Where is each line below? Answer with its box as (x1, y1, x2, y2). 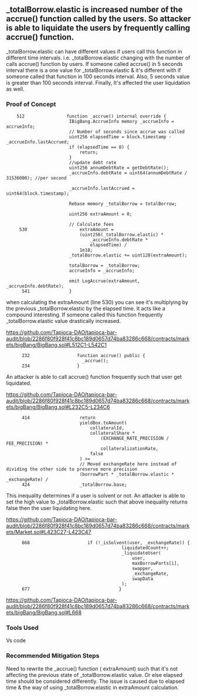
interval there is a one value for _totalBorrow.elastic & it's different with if (6, 66, 181, 74)
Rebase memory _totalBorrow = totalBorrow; (69, 201, 177, 207)
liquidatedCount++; (121, 545, 169, 551)
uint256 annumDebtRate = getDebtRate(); (69, 165, 169, 171)
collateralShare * (90, 431, 135, 436)
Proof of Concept (6, 100, 56, 108)
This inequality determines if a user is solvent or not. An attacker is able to (6, 492, 185, 499)
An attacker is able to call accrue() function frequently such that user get (6, 373, 182, 381)
